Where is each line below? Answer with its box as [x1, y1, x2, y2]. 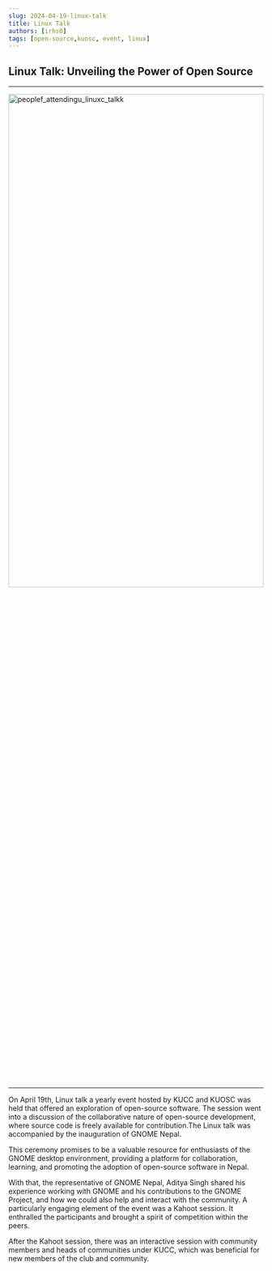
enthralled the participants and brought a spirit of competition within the [8, 1212, 249, 1222]
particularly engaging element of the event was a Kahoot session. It [8, 1204, 234, 1214]
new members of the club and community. [8, 1254, 150, 1264]
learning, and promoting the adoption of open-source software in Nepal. [8, 1163, 249, 1172]
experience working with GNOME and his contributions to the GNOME [8, 1187, 241, 1197]
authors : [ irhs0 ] [8, 27, 67, 35]
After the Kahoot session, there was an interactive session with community [8, 1236, 257, 1247]
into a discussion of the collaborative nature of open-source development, [8, 1112, 257, 1122]
